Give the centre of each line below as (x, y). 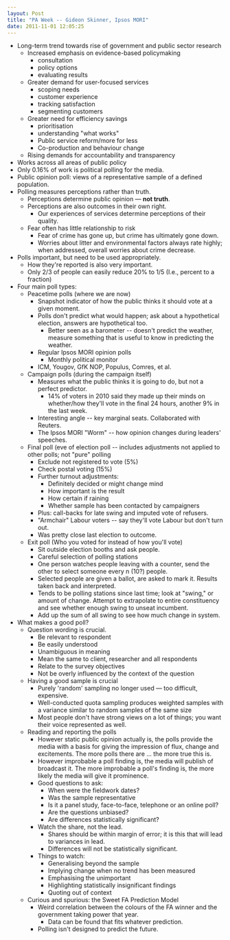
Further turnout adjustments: (78, 477)
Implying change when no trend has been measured (122, 871)
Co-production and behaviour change (91, 148)
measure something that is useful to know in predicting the (131, 338)
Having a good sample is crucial (72, 681)
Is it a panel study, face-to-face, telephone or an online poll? (133, 805)
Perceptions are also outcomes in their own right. (97, 206)
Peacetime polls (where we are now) (79, 294)
